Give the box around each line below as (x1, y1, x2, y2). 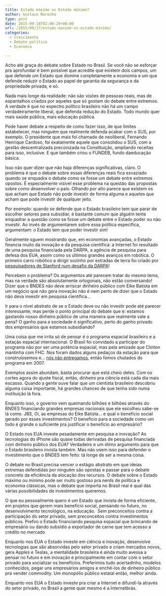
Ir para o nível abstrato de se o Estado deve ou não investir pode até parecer (5, 303, 161, 309)
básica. (5, 155, 20, 161)
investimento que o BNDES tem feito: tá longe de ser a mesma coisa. (5, 452, 145, 458)
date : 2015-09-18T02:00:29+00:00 (5, 21, 74, 26)
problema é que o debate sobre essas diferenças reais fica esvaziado (5, 169, 147, 176)
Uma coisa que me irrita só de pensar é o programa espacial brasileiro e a (5, 333, 156, 339)
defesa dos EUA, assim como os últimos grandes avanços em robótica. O (5, 252, 155, 258)
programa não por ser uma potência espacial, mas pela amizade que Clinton (5, 344, 161, 350)
